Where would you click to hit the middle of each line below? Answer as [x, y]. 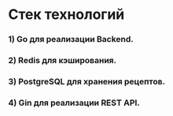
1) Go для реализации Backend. [71, 39]
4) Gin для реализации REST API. [74, 103]
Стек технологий [66, 15]
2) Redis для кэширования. [63, 61]
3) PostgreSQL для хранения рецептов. [87, 81]
